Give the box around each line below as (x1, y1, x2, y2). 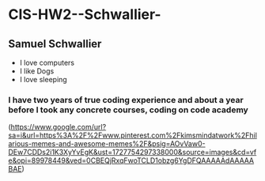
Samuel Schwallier (8, 37, 102, 51)
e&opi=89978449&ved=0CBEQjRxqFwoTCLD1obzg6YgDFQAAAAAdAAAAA (8, 156, 255, 165)
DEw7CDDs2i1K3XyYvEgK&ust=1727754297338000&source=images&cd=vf (8, 148, 257, 157)
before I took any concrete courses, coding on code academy (8, 104, 249, 115)
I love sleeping (19, 75, 67, 84)
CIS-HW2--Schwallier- (8, 6, 161, 24)
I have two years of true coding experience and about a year (8, 94, 244, 105)
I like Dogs (19, 66, 55, 76)
